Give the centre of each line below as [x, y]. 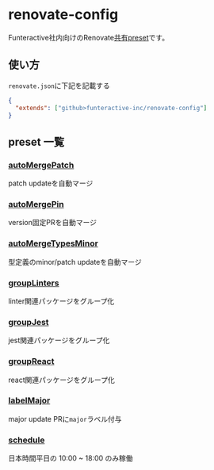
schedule [27, 440]
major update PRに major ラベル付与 [65, 418]
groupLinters [34, 283]
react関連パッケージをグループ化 [61, 380]
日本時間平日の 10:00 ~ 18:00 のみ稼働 [71, 458]
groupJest [29, 322]
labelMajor [29, 400]
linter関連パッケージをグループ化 [61, 301]
